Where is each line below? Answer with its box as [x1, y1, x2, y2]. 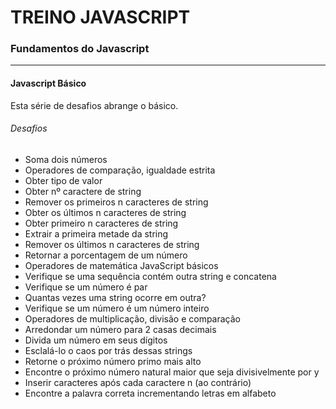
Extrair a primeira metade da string [24, 227, 169, 240]
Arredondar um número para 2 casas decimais [24, 323, 217, 335]
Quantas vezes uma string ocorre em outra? [24, 291, 207, 303]
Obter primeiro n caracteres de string [24, 217, 179, 229]
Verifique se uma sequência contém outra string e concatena [24, 270, 277, 282]
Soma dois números [24, 153, 108, 165]
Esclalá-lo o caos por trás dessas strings [24, 344, 193, 356]
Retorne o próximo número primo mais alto [24, 355, 202, 367]
